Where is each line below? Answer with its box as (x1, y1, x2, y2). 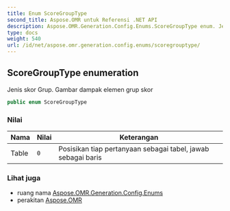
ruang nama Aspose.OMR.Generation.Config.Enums (16, 189, 163, 197)
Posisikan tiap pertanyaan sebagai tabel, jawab (57, 144, 209, 153)
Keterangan (119, 132, 159, 142)
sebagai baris (57, 152, 102, 162)
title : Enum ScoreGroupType (7, 10, 88, 17)
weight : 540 (7, 36, 41, 42)
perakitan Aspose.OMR (16, 196, 82, 204)
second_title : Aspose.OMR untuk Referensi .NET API (7, 16, 157, 23)
